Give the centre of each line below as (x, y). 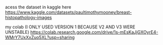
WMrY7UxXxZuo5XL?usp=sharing (40, 37)
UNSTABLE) (17, 32)
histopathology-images (29, 17)
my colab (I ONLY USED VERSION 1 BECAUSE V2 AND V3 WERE (70, 27)
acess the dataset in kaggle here (38, 7)
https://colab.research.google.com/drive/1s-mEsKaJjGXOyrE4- (94, 32)
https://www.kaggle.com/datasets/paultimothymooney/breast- (68, 12)
